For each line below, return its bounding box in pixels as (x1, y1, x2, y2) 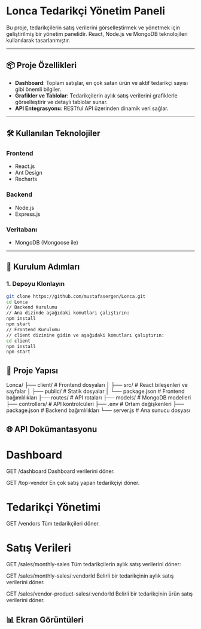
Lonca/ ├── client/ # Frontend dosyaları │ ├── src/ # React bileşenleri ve (6, 381, 188, 389)
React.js (14, 163, 35, 170)
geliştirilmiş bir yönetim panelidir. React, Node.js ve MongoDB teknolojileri (6, 30, 188, 37)
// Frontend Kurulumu (6, 326, 60, 332)
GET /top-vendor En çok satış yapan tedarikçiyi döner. (6, 480, 140, 487)
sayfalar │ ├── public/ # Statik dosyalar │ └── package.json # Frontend (6, 387, 185, 395)
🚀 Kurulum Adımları (6, 262, 80, 272)
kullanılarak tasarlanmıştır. (6, 36, 71, 44)
